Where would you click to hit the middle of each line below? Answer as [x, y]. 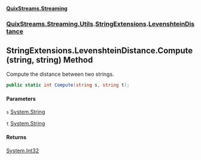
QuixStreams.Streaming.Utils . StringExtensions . [77, 24]
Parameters [21, 99]
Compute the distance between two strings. [60, 74]
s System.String [26, 112]
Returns [16, 137]
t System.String [26, 124]
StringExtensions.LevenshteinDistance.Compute [100, 50]
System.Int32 [22, 150]
